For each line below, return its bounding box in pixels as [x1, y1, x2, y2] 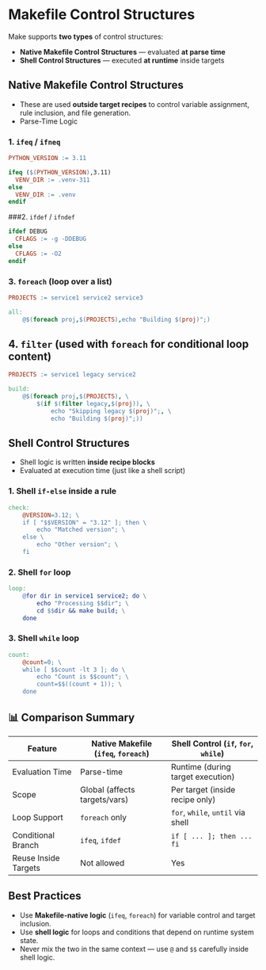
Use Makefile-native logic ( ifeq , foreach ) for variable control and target [19, 910, 256, 920]
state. [19, 935, 39, 945]
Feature [27, 743, 58, 754]
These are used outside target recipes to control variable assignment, [19, 99, 249, 109]
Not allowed [80, 857, 125, 869]
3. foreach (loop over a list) [8, 276, 112, 287]
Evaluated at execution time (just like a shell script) [19, 466, 186, 475]
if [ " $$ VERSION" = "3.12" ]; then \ [22, 518, 147, 526]
